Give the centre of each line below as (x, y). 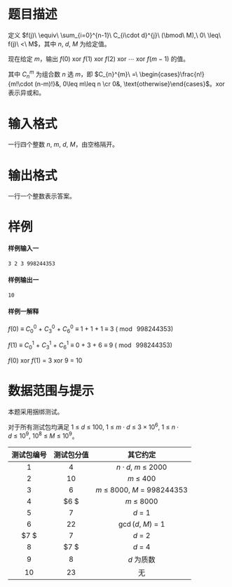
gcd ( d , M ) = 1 (142, 525)
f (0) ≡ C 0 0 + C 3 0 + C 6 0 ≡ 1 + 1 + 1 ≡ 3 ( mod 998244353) (91, 329)
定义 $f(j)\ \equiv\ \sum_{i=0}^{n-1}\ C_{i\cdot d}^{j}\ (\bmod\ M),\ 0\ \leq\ (115, 35)
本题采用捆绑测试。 (36, 412)
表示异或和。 (26, 93)
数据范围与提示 (51, 391)
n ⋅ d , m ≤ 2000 (142, 467)
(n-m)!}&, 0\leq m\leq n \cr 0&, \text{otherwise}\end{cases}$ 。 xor (130, 84)
